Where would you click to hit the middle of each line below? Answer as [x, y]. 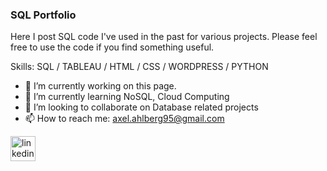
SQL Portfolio [43, 15]
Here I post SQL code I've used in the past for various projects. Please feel [164, 37]
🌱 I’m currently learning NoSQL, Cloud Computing [127, 97]
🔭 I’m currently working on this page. [100, 86]
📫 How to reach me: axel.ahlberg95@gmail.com [124, 119]
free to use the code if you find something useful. [112, 47]
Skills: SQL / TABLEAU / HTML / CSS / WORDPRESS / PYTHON [139, 67]
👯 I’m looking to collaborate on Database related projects [141, 107]
